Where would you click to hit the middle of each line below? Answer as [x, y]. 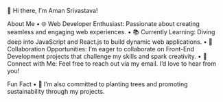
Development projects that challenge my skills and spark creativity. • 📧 [107, 56]
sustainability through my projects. [56, 91]
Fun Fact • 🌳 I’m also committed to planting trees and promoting [97, 84]
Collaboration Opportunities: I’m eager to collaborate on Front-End [101, 49]
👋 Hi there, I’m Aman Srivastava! [52, 11]
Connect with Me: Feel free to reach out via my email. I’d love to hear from [111, 64]
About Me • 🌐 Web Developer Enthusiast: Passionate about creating [104, 24]
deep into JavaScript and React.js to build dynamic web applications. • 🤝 [110, 42]
